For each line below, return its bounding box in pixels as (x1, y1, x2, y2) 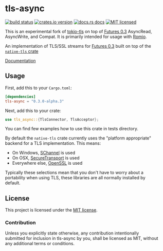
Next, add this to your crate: (5, 108, 61, 114)
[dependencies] (5, 94, 36, 99)
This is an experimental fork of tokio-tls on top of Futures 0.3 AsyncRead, (5, 28, 152, 34)
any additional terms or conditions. (5, 241, 74, 247)
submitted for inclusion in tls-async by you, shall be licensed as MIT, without (5, 235, 159, 241)
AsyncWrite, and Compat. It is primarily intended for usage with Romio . (5, 34, 147, 39)
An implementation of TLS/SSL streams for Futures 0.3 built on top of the (5, 43, 151, 49)
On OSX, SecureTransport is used (12, 155, 80, 161)
